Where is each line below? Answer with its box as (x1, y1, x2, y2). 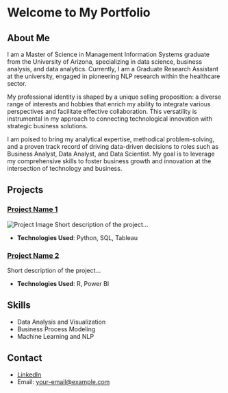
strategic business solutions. (7, 122, 88, 130)
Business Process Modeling (16, 324, 96, 333)
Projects (7, 184, 44, 196)
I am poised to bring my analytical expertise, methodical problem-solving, (7, 135, 215, 143)
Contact (7, 352, 42, 364)
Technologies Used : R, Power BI (16, 279, 110, 287)
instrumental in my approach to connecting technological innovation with (7, 115, 213, 123)
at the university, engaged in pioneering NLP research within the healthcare (7, 72, 220, 80)
